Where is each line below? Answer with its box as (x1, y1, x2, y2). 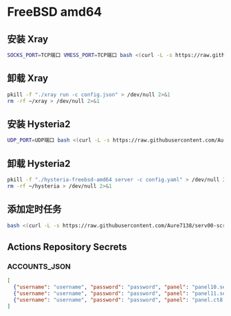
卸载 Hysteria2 (7, 157, 71, 169)
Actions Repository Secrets (7, 241, 127, 253)
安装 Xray (7, 33, 49, 45)
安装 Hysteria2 (7, 118, 71, 130)
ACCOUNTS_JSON (7, 262, 71, 271)
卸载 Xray (7, 73, 49, 84)
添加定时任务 (7, 203, 62, 215)
